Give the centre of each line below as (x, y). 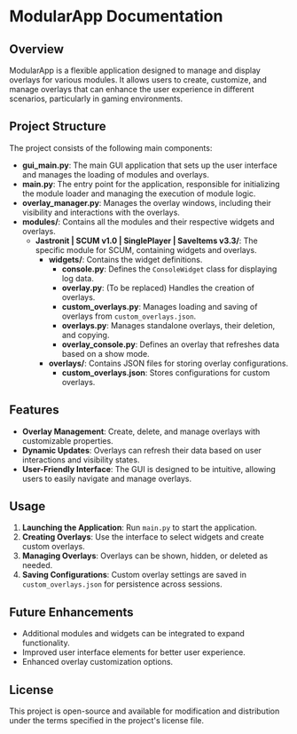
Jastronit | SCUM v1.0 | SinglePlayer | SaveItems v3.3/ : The (147, 241)
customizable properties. (67, 440)
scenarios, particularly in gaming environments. (96, 99)
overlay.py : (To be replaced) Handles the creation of (158, 288)
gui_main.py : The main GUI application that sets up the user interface (149, 165)
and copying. (86, 335)
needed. (37, 565)
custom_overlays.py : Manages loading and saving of (160, 306)
